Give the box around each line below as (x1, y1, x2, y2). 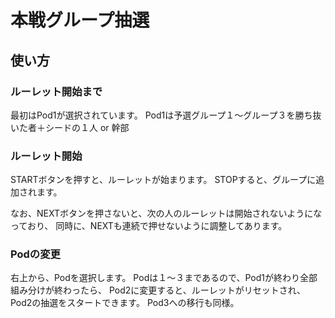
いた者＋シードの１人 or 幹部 (10, 121, 130, 133)
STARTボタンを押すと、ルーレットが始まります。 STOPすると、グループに (10, 174, 317, 186)
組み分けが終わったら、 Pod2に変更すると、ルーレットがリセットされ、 (10, 284, 306, 296)
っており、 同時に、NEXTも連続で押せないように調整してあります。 (10, 220, 288, 232)
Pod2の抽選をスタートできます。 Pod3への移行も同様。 (10, 297, 240, 309)
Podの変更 (10, 247, 61, 261)
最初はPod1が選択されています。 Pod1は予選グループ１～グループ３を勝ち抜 (10, 109, 322, 121)
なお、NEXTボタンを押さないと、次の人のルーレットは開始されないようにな (10, 207, 323, 220)
